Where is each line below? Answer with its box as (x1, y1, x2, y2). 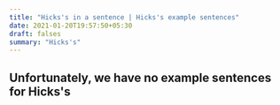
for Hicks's (9, 84, 71, 99)
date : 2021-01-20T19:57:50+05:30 (9, 21, 133, 30)
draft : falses (9, 29, 62, 38)
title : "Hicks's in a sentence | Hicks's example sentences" (9, 12, 240, 22)
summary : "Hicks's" (9, 37, 82, 47)
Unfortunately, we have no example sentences (9, 70, 272, 85)
